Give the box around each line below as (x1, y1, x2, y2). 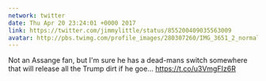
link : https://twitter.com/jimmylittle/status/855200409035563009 (8, 26, 232, 34)
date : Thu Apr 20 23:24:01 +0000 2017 (8, 19, 136, 27)
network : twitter (8, 11, 66, 20)
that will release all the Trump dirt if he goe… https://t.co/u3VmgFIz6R (8, 64, 236, 74)
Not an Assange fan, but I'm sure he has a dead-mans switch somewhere (8, 56, 248, 65)
